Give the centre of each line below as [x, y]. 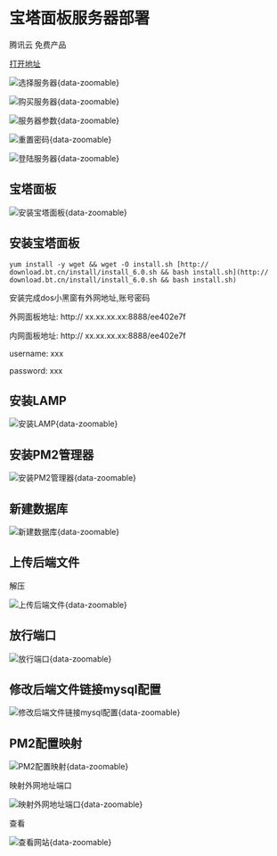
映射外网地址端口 [41, 786]
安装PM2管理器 [52, 454]
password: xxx [36, 370]
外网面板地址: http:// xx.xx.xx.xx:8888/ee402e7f [98, 317]
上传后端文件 [45, 563]
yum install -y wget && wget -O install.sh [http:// [109, 264]
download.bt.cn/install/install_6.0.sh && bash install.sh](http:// [139, 272]
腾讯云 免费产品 [38, 45]
